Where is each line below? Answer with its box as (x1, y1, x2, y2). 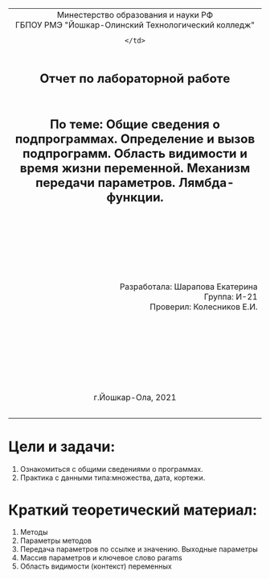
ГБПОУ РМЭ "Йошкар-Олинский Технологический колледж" (14, 19, 256, 31)
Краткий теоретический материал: (8, 501, 258, 519)
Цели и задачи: (8, 437, 116, 456)
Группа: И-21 (203, 292, 258, 303)
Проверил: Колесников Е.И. (149, 301, 258, 312)
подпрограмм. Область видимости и (22, 146, 247, 162)
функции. (106, 189, 164, 205)
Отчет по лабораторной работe (39, 70, 231, 86)
